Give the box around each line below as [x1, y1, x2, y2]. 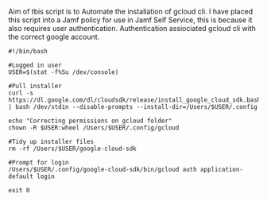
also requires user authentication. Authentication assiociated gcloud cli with [8, 24, 257, 33]
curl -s [8, 89, 34, 97]
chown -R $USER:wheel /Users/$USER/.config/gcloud [8, 124, 180, 132]
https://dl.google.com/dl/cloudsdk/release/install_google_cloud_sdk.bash [8, 96, 261, 104]
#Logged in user [8, 61, 62, 69]
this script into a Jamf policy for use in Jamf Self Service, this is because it [8, 15, 253, 25]
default [8, 172, 34, 180]
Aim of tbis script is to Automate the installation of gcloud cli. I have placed [8, 7, 253, 16]
